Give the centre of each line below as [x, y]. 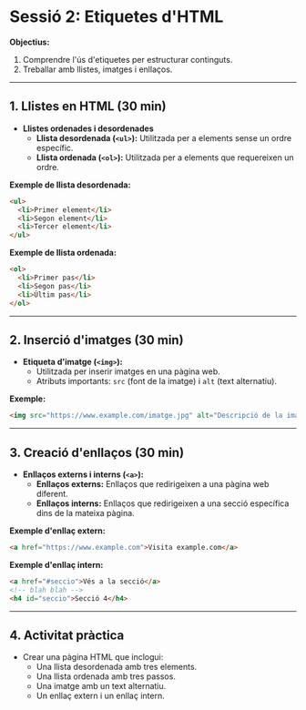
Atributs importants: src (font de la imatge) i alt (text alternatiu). [157, 381]
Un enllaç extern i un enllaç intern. [101, 696]
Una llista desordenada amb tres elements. [117, 667]
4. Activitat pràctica [67, 635]
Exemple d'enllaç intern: [56, 564]
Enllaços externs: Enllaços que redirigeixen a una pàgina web [153, 484]
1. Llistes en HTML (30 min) [88, 106]
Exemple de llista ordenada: [63, 253]
